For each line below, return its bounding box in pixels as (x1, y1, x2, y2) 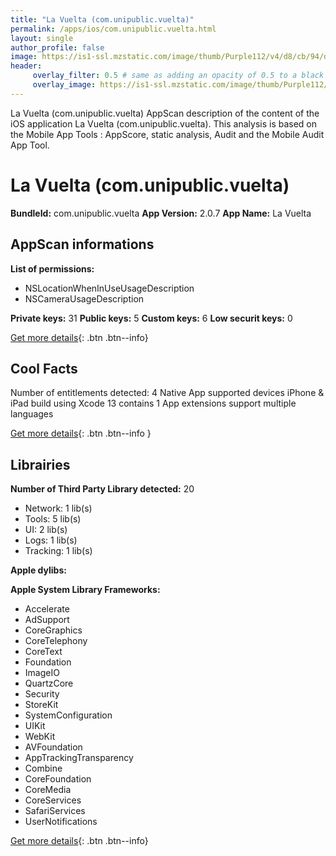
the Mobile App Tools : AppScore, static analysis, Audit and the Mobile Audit (10, 128, 325, 140)
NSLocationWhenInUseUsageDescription (24, 282, 195, 294)
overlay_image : (32, 80, 97, 90)
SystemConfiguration (24, 709, 113, 721)
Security (24, 688, 60, 700)
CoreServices (24, 794, 82, 806)
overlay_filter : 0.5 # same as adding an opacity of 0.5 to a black (32, 71, 325, 81)
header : (10, 61, 43, 71)
